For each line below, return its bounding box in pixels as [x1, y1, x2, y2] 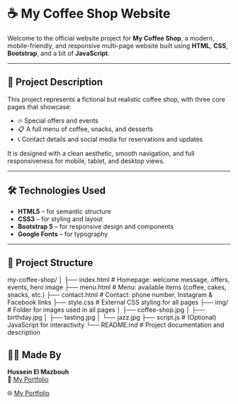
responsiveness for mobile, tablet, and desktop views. [7, 157, 165, 165]
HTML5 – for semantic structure [17, 207, 111, 215]
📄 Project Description [7, 76, 103, 89]
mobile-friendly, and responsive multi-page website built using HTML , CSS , [7, 41, 228, 50]
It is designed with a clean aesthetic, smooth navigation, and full [7, 149, 195, 157]
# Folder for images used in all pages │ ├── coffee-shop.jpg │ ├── [7, 305, 205, 314]
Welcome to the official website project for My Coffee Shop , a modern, [7, 33, 215, 43]
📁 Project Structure [7, 257, 93, 269]
